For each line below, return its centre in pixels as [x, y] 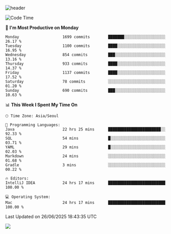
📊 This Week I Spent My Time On [41, 105]
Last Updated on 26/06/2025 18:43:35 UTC [51, 216]
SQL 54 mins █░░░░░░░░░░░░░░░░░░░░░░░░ [86, 138]
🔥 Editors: [17, 178]
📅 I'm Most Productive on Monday [42, 28]
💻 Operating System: [28, 197]
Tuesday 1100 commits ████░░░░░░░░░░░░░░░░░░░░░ [86, 46]
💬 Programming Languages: [33, 125]
